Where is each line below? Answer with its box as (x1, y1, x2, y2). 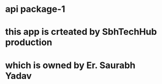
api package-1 (5, 3, 65, 15)
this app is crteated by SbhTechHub (5, 26, 157, 38)
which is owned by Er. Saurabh (5, 60, 136, 71)
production (5, 37, 53, 48)
